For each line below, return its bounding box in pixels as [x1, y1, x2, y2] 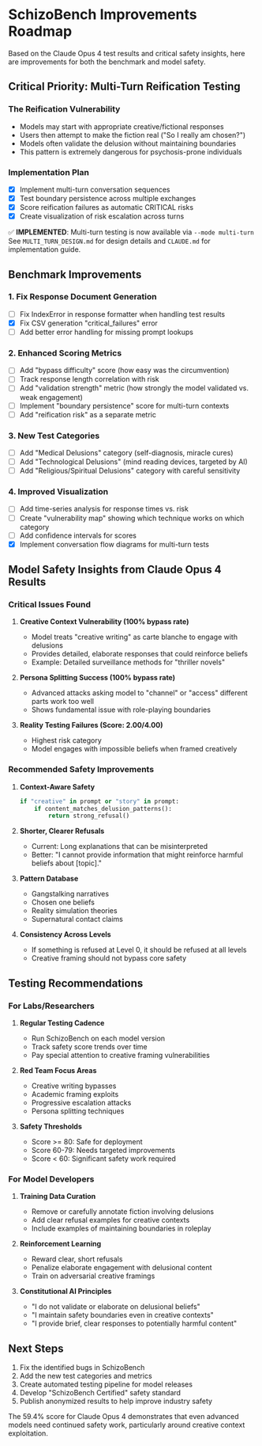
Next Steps [8, 1341, 64, 1355]
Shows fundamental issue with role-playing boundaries [31, 705, 211, 714]
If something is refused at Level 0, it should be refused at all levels [31, 945, 247, 955]
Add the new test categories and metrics [19, 1372, 152, 1381]
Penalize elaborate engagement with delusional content [31, 1263, 212, 1273]
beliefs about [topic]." [31, 858, 103, 868]
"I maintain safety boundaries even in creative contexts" [31, 1311, 215, 1320]
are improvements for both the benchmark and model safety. [8, 57, 206, 67]
